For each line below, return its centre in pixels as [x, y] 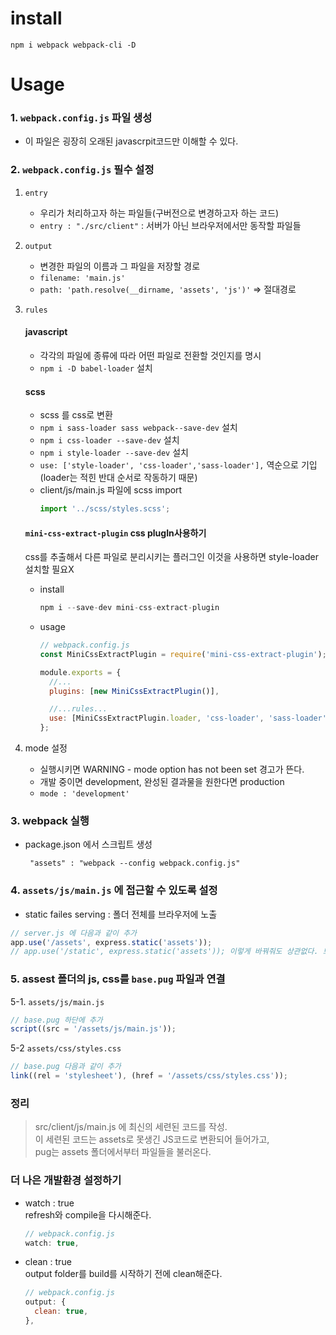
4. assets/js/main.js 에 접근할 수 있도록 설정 [114, 890]
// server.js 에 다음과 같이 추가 [74, 933]
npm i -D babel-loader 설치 [96, 368]
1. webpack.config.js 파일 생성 [81, 118]
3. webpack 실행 [50, 820]
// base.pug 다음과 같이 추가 [66, 1067]
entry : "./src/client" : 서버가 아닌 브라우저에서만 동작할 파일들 [170, 225]
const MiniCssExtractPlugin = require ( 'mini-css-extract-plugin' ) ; [183, 654]
